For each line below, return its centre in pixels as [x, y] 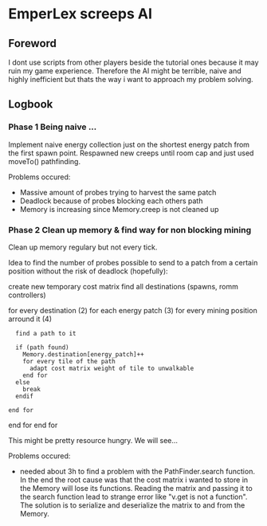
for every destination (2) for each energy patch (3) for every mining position [133, 310]
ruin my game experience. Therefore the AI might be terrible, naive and [125, 71]
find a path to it [46, 333]
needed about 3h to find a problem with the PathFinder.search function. [137, 471]
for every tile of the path [69, 361]
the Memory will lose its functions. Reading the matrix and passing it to [136, 488]
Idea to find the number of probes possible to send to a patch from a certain [133, 262]
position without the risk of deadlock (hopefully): [88, 271]
